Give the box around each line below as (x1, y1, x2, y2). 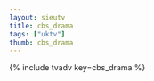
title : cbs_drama (9, 21, 74, 30)
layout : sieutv (9, 12, 66, 22)
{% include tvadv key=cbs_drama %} (9, 62, 146, 73)
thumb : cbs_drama (9, 37, 74, 47)
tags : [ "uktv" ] (9, 29, 66, 38)
